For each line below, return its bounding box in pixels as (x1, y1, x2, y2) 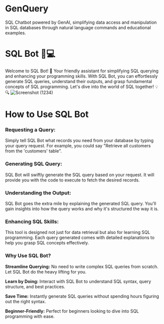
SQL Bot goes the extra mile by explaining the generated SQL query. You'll (5, 200, 157, 206)
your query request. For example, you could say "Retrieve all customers (5, 143, 151, 149)
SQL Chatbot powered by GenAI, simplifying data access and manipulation (5, 19, 157, 25)
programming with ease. (5, 313, 55, 319)
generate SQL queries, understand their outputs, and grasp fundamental (5, 78, 152, 84)
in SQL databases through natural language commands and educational (5, 24, 151, 30)
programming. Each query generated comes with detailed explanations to (5, 234, 155, 240)
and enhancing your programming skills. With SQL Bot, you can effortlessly (5, 73, 158, 79)
